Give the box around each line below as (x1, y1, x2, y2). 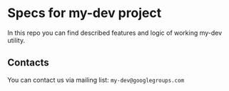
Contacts (7, 57, 50, 69)
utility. (7, 36, 26, 44)
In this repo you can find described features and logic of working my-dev (7, 28, 223, 37)
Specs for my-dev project (7, 5, 162, 21)
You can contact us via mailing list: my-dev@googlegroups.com (7, 75, 185, 84)
